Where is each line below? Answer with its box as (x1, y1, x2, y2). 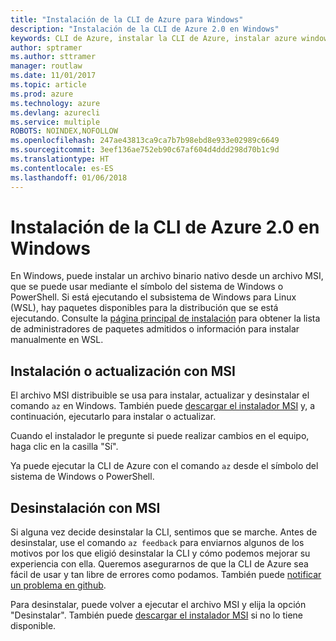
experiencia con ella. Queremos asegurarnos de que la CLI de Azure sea (10, 558, 309, 570)
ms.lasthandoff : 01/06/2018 (10, 172, 128, 183)
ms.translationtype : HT (10, 154, 110, 164)
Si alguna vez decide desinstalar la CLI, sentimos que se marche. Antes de (10, 526, 318, 538)
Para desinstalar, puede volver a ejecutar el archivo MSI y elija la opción (10, 599, 307, 611)
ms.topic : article (10, 80, 87, 90)
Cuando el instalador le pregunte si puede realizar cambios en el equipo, (10, 430, 310, 442)
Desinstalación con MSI (10, 499, 161, 516)
